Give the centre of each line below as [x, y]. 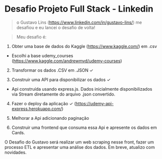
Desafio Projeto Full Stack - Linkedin [79, 9]
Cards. [18, 132]
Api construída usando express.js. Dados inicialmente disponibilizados [82, 89]
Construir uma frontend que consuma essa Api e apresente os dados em [84, 127]
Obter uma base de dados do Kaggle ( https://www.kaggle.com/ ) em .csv [84, 46]
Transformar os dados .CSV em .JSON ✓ [52, 70]
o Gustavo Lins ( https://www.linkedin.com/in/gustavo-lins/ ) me [79, 22]
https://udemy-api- [95, 103]
